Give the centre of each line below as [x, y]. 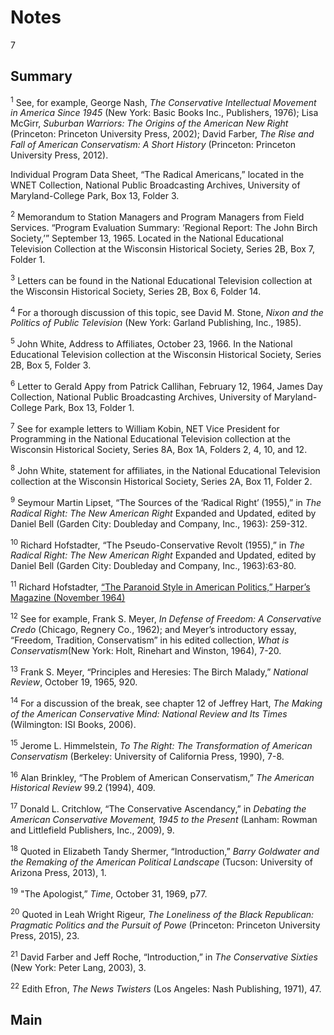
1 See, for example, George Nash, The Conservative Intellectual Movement [163, 101]
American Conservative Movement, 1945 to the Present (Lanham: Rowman [164, 819]
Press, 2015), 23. [45, 935]
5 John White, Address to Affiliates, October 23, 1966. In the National [151, 343]
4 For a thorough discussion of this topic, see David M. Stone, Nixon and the [167, 311]
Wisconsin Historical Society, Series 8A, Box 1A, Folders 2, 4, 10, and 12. [159, 450]
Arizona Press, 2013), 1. [58, 872]
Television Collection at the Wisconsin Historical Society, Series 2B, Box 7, [163, 249]
